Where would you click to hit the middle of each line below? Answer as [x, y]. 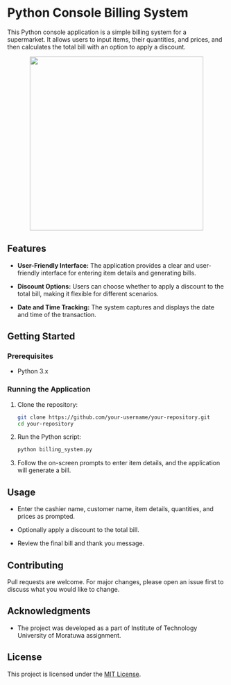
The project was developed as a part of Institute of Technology [107, 628]
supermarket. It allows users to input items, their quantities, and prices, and [115, 39]
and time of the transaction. [57, 314]
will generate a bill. [44, 470]
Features [27, 249]
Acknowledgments [49, 611]
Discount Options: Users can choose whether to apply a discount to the [120, 286]
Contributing [35, 565]
